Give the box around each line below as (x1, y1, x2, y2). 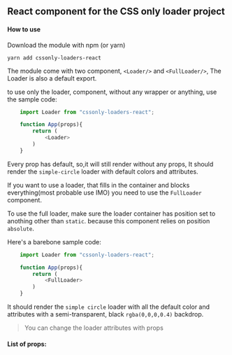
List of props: (7, 340, 47, 348)
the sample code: (7, 95, 57, 104)
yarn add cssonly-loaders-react (7, 54, 101, 62)
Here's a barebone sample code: (7, 237, 101, 246)
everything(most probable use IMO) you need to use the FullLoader (7, 188, 202, 197)
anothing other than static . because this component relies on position (7, 216, 210, 225)
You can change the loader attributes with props (24, 323, 164, 332)
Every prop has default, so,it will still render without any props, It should (7, 160, 214, 168)
